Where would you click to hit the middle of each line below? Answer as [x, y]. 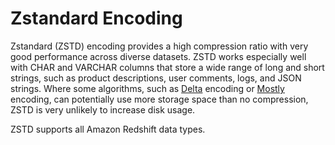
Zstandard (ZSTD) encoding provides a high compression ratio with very [159, 46]
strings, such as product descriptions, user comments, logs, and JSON [156, 78]
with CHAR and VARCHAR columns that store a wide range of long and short [167, 67]
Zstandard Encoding [96, 18]
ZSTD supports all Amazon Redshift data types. [108, 129]
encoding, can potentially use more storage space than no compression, [159, 99]
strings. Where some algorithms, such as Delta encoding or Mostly [147, 88]
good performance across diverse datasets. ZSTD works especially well [158, 56]
